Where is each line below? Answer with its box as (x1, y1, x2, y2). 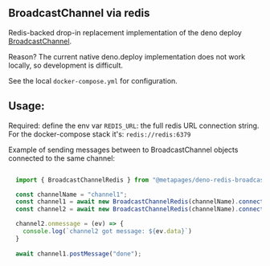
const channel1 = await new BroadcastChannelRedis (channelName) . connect (15, 198, 264, 206)
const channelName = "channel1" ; (15, 190, 128, 198)
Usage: (8, 100, 46, 113)
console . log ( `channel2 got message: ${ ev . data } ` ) (22, 227, 193, 235)
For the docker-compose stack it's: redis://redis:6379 (8, 129, 191, 139)
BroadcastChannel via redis (8, 6, 150, 20)
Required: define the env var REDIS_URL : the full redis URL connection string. (8, 121, 260, 130)
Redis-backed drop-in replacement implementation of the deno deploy (8, 27, 243, 37)
